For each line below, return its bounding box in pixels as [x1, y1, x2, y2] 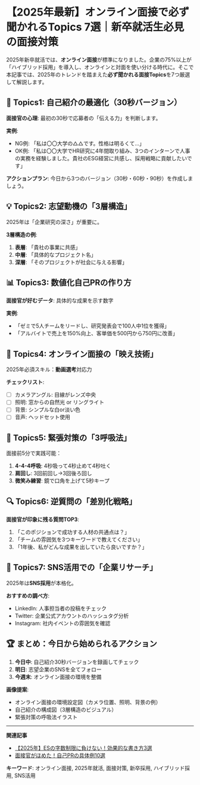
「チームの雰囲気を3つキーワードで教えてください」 [14, 536, 143, 543]
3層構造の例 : [6, 230, 37, 238]
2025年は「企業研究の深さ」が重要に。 [6, 218, 103, 225]
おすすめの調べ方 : [6, 592, 50, 599]
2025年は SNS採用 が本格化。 [6, 579, 77, 587]
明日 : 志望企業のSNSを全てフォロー [14, 665, 102, 673]
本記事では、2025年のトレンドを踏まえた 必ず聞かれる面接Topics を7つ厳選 [6, 71, 190, 78]
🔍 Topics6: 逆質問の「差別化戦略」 [6, 496, 137, 506]
